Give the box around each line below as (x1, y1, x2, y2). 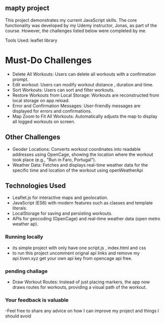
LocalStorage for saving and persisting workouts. (12, 210, 113, 216)
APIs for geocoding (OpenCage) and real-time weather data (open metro (12, 216, 161, 222)
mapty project (5, 4, 49, 12)
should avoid (5, 313, 31, 319)
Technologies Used (5, 181, 66, 190)
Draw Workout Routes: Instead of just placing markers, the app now (12, 279, 150, 285)
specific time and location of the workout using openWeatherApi (12, 167, 143, 173)
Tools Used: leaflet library (5, 37, 58, 43)
